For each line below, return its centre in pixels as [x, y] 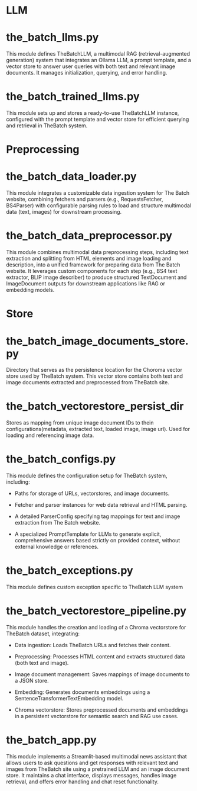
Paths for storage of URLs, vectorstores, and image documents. [92, 493]
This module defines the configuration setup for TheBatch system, [87, 476]
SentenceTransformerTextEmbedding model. [69, 698]
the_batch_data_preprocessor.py [89, 236]
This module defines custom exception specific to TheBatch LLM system [95, 587]
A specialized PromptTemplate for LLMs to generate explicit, [88, 534]
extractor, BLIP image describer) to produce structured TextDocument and [96, 277]
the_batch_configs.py [61, 459]
